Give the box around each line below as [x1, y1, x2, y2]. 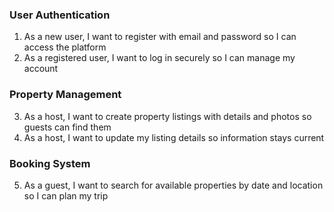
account [23, 63, 59, 75]
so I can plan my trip [23, 189, 109, 202]
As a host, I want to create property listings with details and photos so [23, 110, 312, 122]
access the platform [23, 41, 107, 53]
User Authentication [9, 8, 111, 22]
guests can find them [23, 121, 112, 133]
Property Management [9, 88, 122, 102]
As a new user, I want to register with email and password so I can [23, 31, 297, 43]
